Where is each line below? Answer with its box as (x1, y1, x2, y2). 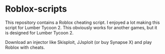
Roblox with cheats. (5, 44, 45, 50)
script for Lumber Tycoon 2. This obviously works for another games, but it (5, 24, 158, 30)
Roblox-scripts (5, 3, 67, 15)
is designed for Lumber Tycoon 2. (5, 30, 74, 36)
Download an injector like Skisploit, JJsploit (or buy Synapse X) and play (5, 39, 152, 45)
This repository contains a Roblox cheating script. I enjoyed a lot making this (5, 19, 160, 25)
